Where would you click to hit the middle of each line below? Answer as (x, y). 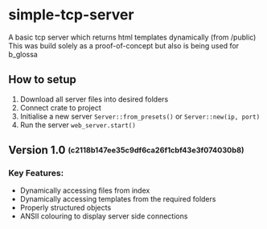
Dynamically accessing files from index (85, 190)
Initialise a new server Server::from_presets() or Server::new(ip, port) (140, 116)
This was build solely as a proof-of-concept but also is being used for (124, 45)
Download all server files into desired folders (94, 99)
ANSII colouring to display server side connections (104, 216)
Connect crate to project (61, 107)
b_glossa (23, 54)
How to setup (42, 79)
